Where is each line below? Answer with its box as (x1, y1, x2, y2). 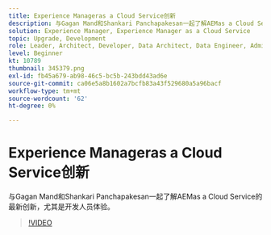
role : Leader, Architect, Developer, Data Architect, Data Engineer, (8, 42, 248, 50)
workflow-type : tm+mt (8, 86, 81, 95)
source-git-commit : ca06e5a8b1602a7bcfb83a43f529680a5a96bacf (8, 79, 222, 87)
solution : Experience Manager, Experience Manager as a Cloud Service (8, 27, 251, 35)
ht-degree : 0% (8, 102, 56, 110)
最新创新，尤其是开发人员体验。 (8, 202, 115, 212)
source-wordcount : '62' (8, 94, 89, 103)
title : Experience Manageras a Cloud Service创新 (8, 11, 176, 20)
